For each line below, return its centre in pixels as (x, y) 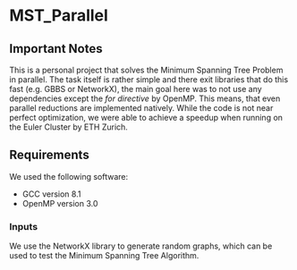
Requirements (49, 155)
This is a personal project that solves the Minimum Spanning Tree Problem (146, 70)
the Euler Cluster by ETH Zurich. (68, 127)
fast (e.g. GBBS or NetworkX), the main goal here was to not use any (136, 89)
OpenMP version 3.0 (60, 203)
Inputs (24, 226)
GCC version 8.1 (51, 194)
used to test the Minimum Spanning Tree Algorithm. (104, 256)
